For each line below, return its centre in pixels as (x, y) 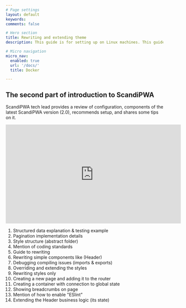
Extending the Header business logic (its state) (61, 300)
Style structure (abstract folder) (45, 241)
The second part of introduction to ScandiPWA (80, 95)
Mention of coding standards (43, 247)
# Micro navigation (26, 51)
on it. (11, 118)
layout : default (22, 15)
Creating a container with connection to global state (66, 284)
